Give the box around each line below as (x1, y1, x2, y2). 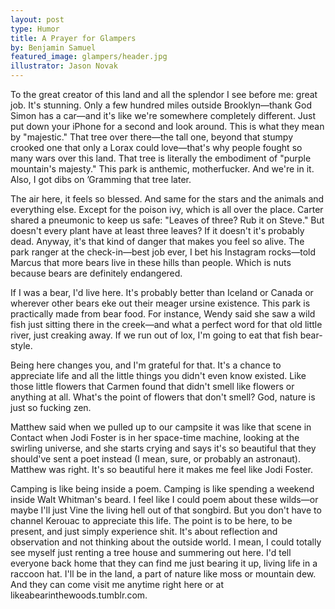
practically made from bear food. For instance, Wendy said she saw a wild (10, 308, 316, 320)
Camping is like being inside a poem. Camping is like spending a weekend (10, 483, 315, 495)
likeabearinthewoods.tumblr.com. (10, 589, 148, 601)
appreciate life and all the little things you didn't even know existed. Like (10, 370, 307, 381)
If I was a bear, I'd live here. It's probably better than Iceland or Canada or (10, 287, 314, 298)
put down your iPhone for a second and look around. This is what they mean (10, 121, 325, 132)
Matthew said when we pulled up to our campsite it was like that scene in (10, 421, 312, 433)
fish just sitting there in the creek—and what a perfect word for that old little (10, 319, 323, 330)
